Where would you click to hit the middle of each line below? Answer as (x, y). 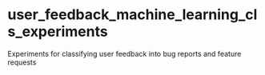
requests (22, 62)
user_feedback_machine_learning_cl (132, 15)
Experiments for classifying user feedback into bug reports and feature (124, 53)
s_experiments (58, 32)
